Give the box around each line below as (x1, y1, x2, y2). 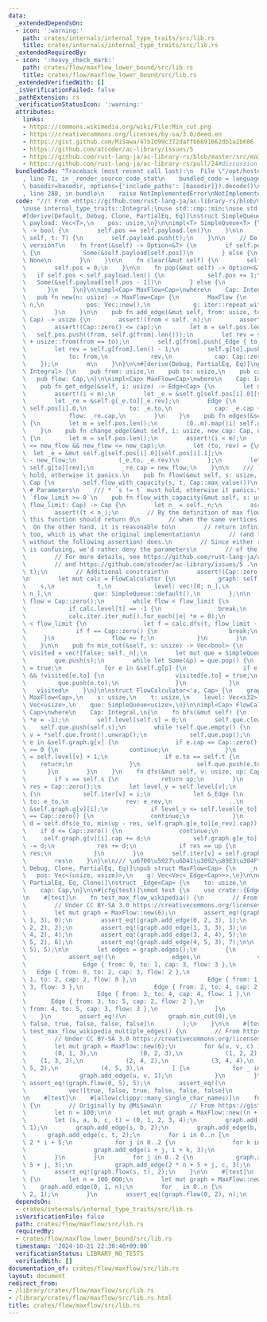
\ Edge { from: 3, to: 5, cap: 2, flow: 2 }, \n (22, 997, 204, 1005)
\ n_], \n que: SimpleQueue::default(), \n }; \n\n (22, 590, 250, 598)
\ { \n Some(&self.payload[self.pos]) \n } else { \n (22, 249, 258, 257)
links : (22, 116, 44, 124)
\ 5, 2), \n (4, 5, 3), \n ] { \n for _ (22, 1064, 250, 1072)
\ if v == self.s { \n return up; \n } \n (22, 775, 244, 783)
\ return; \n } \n (22, 761, 141, 769)
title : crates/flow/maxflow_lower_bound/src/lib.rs (22, 71, 197, 79)
